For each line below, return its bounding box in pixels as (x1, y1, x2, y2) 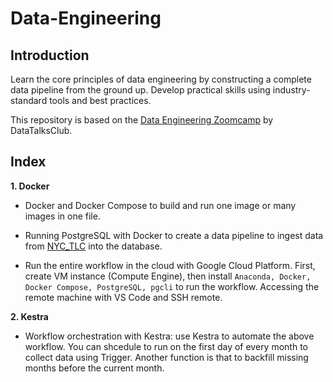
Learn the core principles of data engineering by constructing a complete (10, 73, 312, 85)
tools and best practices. (49, 95, 152, 106)
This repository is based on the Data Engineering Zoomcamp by (10, 114, 274, 126)
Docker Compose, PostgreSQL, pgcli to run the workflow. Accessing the (24, 280, 320, 292)
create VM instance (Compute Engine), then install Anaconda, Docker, (24, 270, 312, 282)
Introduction (10, 47, 90, 64)
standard (10, 95, 48, 106)
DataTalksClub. (10, 125, 73, 136)
